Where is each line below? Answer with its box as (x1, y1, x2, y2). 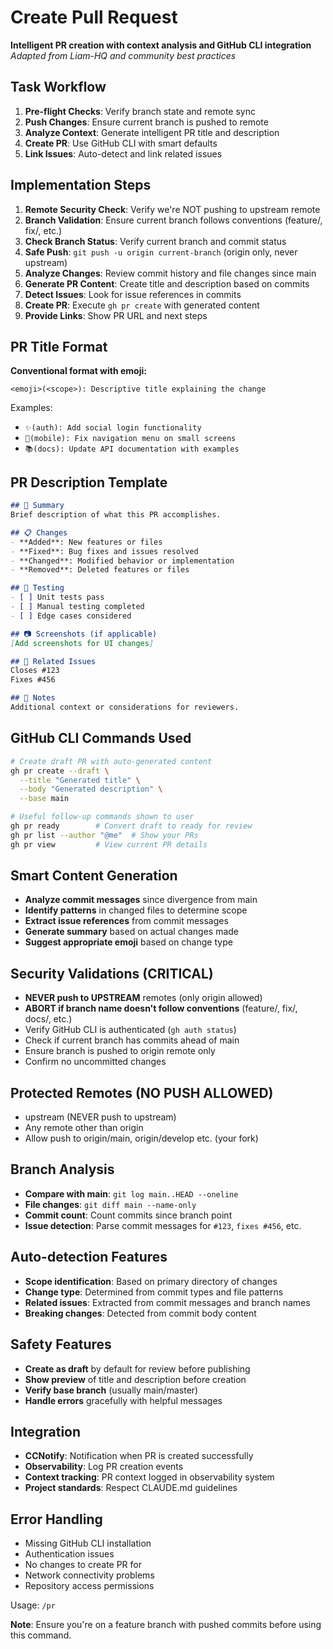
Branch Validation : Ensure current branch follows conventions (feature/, (24, 214, 323, 226)
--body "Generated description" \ (19, 784, 163, 795)
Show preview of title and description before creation (24, 1373, 247, 1385)
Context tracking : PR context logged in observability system (24, 1471, 275, 1483)
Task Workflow (10, 79, 107, 96)
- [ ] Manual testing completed (10, 602, 145, 612)
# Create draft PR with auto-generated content (10, 756, 213, 766)
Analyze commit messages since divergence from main (24, 894, 258, 906)
